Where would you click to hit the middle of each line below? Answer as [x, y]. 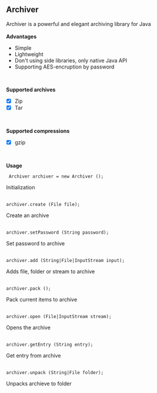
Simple [23, 48]
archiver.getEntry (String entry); [50, 345]
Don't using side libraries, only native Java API [71, 60]
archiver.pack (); [29, 289]
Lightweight [29, 54]
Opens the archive [29, 327]
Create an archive [28, 215]
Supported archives [31, 89]
